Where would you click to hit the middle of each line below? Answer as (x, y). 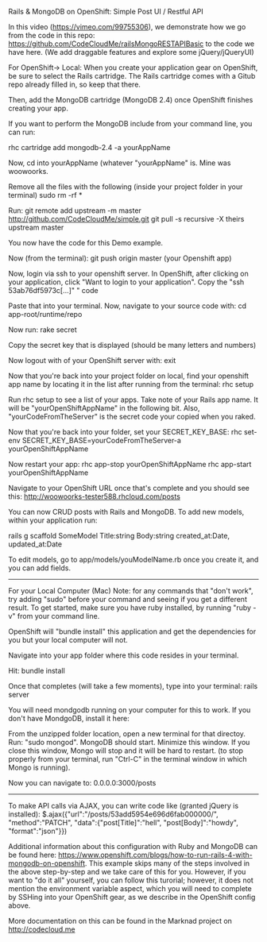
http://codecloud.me (42, 929)
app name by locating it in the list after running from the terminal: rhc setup (131, 384)
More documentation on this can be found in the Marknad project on (120, 921)
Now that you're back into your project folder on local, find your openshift (128, 376)
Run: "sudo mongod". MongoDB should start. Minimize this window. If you (129, 742)
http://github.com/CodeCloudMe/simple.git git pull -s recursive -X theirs (126, 219)
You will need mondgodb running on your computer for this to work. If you (130, 710)
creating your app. (39, 108)
